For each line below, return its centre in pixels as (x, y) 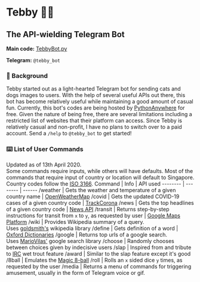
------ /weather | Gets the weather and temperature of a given (99, 190)
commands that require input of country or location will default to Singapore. (100, 177)
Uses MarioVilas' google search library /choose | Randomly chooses (90, 241)
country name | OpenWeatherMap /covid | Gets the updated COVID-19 (93, 196)
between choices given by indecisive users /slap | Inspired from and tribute (99, 247)
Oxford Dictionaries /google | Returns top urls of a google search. (87, 234)
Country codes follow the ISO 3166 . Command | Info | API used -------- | (96, 184)
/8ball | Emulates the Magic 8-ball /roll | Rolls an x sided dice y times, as (94, 260)
